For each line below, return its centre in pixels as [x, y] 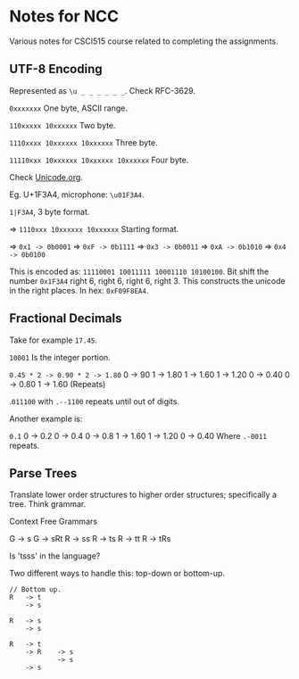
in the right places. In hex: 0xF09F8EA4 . [79, 290]
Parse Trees [43, 473]
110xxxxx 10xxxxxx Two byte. [62, 125]
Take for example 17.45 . [54, 340]
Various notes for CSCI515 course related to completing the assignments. [144, 41]
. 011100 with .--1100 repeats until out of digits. [95, 401]
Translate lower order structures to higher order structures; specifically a [143, 495]
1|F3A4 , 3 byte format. [50, 211]
